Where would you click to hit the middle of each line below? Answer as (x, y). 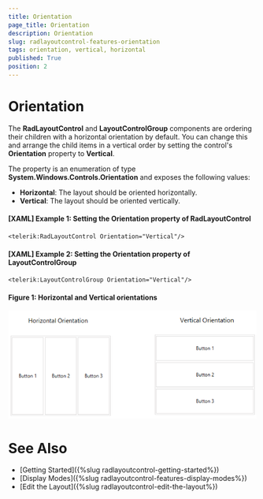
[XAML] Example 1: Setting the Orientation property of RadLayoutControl (130, 219)
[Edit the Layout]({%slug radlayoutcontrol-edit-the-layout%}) (119, 487)
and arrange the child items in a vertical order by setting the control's (120, 145)
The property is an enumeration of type (72, 169)
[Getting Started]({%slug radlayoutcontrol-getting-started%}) (119, 470)
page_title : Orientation (49, 25)
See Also (38, 448)
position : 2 (28, 67)
